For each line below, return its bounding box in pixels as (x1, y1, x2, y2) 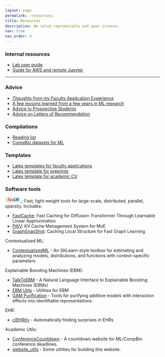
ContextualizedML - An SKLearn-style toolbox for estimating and (12, 247, 144, 253)
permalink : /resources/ (5, 13, 54, 18)
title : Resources (5, 18, 41, 23)
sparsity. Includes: (5, 203, 42, 209)
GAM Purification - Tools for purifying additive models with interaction (12, 293, 154, 298)
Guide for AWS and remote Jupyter (12, 67, 83, 73)
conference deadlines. (12, 341, 58, 347)
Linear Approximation (12, 218, 56, 224)
